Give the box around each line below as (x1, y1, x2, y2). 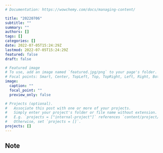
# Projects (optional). (5, 101, 53, 106)
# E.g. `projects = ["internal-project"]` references (5, 115, 120, 119)
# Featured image (5, 65, 40, 70)
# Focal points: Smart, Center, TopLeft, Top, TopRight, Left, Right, (5, 74, 151, 79)
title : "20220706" (5, 16, 42, 21)
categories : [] (5, 38, 36, 44)
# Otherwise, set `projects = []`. (5, 119, 81, 124)
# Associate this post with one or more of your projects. (5, 105, 131, 111)
